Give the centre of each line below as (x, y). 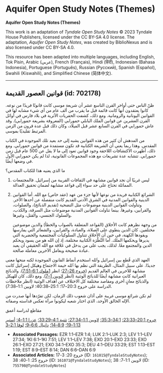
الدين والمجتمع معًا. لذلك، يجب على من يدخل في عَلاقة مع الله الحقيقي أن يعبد (82, 245)
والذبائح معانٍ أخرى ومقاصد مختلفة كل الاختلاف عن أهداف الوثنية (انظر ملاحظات (77, 281)
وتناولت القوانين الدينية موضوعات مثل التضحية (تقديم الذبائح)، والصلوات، (77, 205)
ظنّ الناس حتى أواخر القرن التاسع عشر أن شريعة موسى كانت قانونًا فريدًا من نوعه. (80, 105)
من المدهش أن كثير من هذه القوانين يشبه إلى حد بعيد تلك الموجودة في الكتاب (75, 140)
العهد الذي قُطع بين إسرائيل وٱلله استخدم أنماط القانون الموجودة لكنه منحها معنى (78, 260)
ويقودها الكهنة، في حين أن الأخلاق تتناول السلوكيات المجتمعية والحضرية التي (80, 235)
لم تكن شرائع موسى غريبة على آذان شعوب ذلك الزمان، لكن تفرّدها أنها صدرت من (79, 296)
